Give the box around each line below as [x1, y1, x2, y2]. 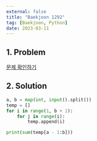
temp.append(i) [27, 119, 65, 125]
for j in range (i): [17, 113, 65, 119]
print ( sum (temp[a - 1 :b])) [6, 130, 73, 136]
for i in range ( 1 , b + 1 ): [6, 108, 73, 114]
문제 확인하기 [6, 63, 37, 71]
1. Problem [6, 47, 46, 57]
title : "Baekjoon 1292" [6, 14, 65, 20]
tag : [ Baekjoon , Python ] [6, 20, 68, 25]
